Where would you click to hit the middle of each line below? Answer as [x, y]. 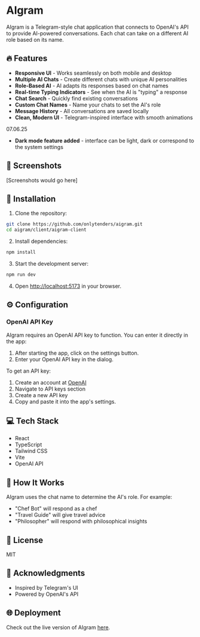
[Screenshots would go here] [42, 180]
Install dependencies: [41, 241]
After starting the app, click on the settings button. [77, 353]
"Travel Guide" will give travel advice [60, 515]
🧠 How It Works [35, 482]
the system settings [39, 147]
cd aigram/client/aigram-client [46, 230]
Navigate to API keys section [50, 389]
